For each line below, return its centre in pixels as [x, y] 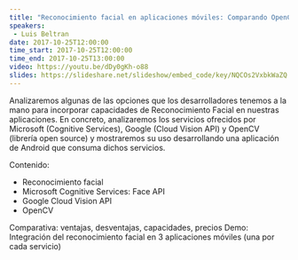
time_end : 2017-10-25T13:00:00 [67, 59]
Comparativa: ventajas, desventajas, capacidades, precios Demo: [129, 227]
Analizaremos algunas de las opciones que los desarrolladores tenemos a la [148, 100]
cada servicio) [35, 246]
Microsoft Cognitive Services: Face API [94, 191]
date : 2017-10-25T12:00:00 [59, 42]
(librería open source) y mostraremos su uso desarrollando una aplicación [144, 138]
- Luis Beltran [41, 34]
